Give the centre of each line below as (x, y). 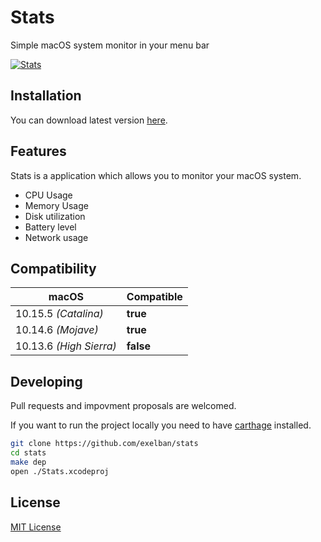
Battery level (50, 227)
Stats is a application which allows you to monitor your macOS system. (156, 175)
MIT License (36, 527)
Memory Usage (56, 205)
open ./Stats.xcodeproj (60, 471)
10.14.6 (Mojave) (57, 330)
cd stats (28, 453)
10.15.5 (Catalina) (59, 314)
